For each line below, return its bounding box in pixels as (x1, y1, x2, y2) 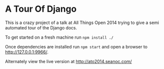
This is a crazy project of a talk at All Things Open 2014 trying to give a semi (5, 20, 160, 25)
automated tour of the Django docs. (5, 24, 77, 30)
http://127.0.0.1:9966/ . (5, 49, 49, 55)
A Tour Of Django (5, 3, 77, 15)
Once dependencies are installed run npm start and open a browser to (5, 44, 148, 49)
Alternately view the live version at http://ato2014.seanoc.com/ (5, 58, 132, 64)
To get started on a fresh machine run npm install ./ (5, 34, 114, 40)
